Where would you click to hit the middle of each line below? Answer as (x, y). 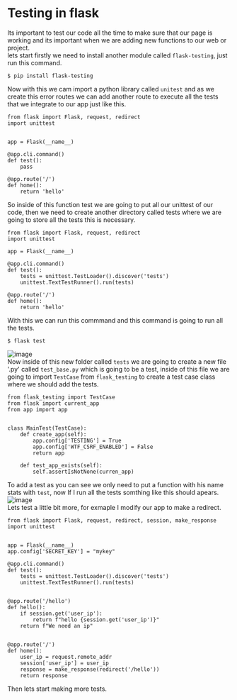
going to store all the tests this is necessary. (71, 220)
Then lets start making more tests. (57, 689)
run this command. (35, 62)
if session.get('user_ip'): (61, 613)
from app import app (38, 409)
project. (19, 48)
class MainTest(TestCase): (47, 428)
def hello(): (27, 607)
